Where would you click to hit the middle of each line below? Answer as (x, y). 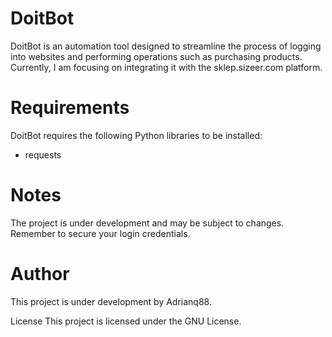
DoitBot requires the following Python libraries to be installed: (136, 135)
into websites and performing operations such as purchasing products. (156, 56)
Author (40, 274)
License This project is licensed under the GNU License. (126, 321)
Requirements (70, 108)
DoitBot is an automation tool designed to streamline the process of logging (166, 46)
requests (43, 154)
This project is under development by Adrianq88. (111, 301)
